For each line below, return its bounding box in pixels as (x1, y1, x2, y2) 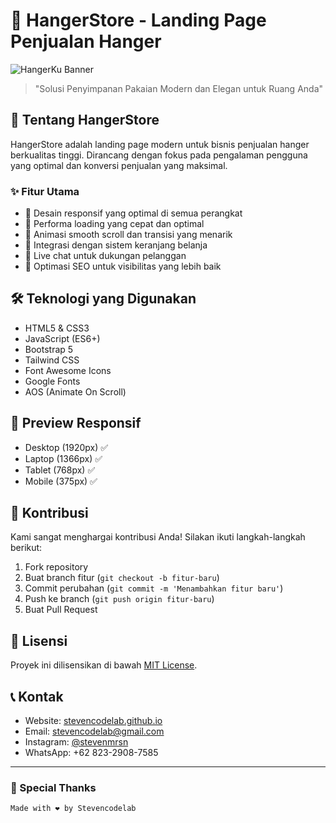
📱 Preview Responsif (10, 415, 142, 432)
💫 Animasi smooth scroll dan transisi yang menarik (24, 229, 233, 241)
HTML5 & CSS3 (24, 322, 90, 334)
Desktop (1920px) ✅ (24, 441, 109, 453)
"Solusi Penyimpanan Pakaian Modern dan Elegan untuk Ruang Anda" (34, 82, 324, 94)
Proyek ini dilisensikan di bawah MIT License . (10, 659, 198, 671)
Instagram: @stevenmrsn (24, 736, 129, 748)
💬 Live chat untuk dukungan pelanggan (24, 250, 187, 262)
